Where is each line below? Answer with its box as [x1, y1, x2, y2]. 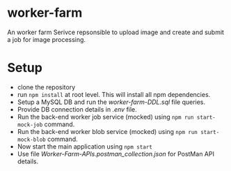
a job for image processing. [7, 35, 86, 43]
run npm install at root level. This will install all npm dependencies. [17, 90, 211, 98]
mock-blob [17, 136, 47, 143]
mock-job [17, 121, 43, 128]
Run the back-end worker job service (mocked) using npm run [17, 112, 194, 121]
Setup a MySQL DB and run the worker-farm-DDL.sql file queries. [17, 98, 206, 106]
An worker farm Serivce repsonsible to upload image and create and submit [7, 28, 225, 36]
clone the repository [17, 82, 76, 91]
